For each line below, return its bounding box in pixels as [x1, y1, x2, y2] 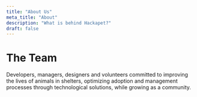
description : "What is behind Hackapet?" [6, 20, 112, 26]
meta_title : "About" [6, 14, 58, 20]
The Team [6, 51, 57, 65]
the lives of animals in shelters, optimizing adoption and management [6, 77, 178, 84]
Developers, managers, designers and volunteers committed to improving [6, 71, 188, 78]
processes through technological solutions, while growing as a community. [6, 84, 191, 91]
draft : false [6, 25, 39, 32]
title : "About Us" [6, 8, 52, 15]
